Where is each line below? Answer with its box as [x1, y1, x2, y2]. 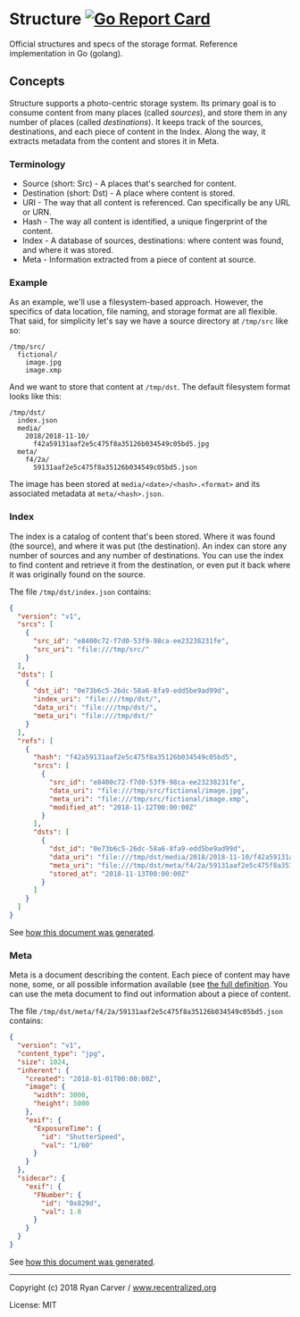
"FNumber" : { [32, 1190, 82, 1199]
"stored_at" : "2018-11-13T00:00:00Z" [48, 869, 190, 878]
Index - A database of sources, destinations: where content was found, [21, 235, 284, 246]
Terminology [9, 157, 66, 170]
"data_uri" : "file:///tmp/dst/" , [32, 703, 158, 712]
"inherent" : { [17, 1066, 70, 1075]
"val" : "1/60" [41, 1140, 94, 1150]
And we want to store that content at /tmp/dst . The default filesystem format [9, 382, 291, 392]
